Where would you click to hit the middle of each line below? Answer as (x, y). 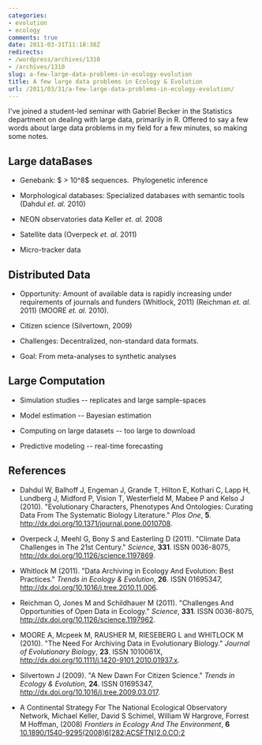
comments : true (33, 37)
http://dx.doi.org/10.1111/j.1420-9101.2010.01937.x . (99, 660)
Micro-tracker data (50, 250)
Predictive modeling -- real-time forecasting (91, 446)
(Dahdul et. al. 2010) (52, 204)
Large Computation (57, 381)
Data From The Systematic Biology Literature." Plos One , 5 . (115, 515)
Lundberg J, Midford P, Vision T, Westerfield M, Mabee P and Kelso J (132, 498)
